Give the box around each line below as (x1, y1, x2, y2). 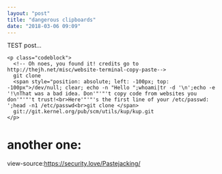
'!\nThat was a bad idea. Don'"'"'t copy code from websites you (7, 90, 197, 98)
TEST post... (7, 42, 42, 50)
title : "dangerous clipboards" (7, 16, 96, 23)
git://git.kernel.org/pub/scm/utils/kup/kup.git (13, 108, 154, 115)
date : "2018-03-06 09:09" (7, 23, 81, 29)
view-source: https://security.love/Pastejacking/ (7, 160, 141, 168)
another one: (7, 137, 82, 152)
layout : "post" (7, 10, 51, 17)
